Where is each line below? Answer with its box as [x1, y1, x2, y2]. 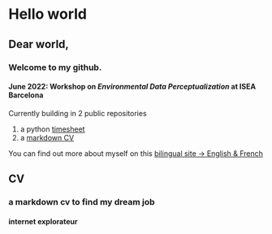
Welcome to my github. [8, 62, 102, 73]
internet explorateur [8, 216, 78, 226]
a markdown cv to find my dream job [8, 197, 156, 208]
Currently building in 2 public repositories [8, 108, 148, 118]
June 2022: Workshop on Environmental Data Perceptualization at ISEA [8, 82, 257, 92]
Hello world [8, 5, 88, 24]
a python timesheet [19, 123, 85, 134]
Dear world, [8, 37, 69, 51]
